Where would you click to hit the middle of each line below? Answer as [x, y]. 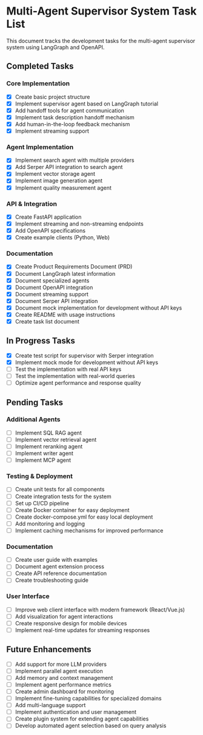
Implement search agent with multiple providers [75, 160]
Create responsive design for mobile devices [71, 623]
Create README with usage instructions [65, 314]
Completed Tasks [40, 66]
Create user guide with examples [56, 560]
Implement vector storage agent [55, 174]
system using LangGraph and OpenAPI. [55, 47]
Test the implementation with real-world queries [75, 376]
